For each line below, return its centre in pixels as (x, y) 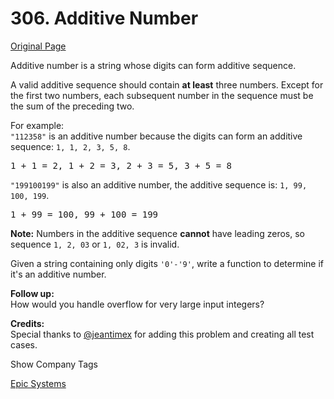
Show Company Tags (54, 364)
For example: (37, 125)
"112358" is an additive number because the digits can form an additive (156, 136)
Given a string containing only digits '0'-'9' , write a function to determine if (167, 263)
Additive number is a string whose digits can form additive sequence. (153, 65)
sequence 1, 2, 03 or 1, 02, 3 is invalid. (95, 244)
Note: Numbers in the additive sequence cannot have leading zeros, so (157, 233)
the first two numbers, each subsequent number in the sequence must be (162, 95)
